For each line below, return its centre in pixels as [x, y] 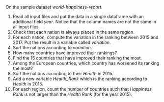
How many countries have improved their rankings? [65, 53]
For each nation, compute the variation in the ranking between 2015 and [85, 37]
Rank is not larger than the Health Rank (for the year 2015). [72, 94]
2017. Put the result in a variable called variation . [62, 42]
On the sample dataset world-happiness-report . [54, 7]
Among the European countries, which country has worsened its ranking [86, 63]
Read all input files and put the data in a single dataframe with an [78, 16]
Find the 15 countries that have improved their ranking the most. [77, 58]
